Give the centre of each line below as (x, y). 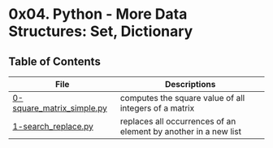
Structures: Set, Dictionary (101, 31)
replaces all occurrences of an (178, 121)
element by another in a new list (181, 131)
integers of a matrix (157, 108)
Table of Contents (55, 61)
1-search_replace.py (53, 126)
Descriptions (191, 84)
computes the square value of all (182, 98)
